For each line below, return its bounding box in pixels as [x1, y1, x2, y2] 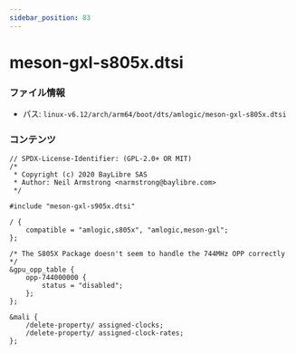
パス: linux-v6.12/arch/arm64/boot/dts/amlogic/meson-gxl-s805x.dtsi [22, 109, 287, 120]
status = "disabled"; [42, 282, 124, 291]
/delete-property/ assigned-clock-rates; [25, 329, 184, 338]
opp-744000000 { [25, 273, 88, 282]
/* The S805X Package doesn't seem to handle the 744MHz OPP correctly [9, 250, 285, 259]
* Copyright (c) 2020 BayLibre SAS [13, 170, 148, 179]
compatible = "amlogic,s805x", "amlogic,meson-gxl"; [25, 225, 229, 235]
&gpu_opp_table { [9, 265, 75, 274]
